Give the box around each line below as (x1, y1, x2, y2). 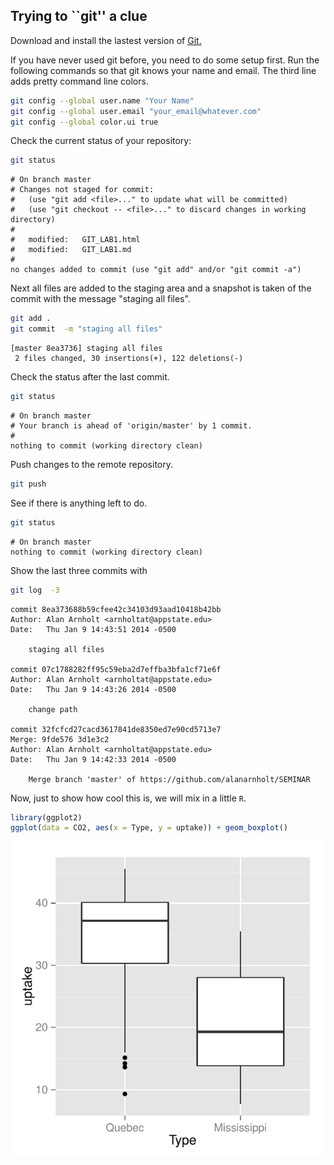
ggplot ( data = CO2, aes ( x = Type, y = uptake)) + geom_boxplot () (10, 823, 288, 833)
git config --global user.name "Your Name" (10, 95, 195, 106)
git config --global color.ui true (10, 117, 159, 127)
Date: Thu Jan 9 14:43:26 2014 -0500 (10, 684, 177, 694)
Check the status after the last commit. (10, 371, 170, 383)
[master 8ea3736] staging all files (10, 344, 163, 354)
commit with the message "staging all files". (10, 293, 191, 305)
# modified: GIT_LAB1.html (10, 235, 141, 245)
